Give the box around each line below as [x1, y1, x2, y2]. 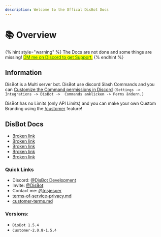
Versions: [5, 210, 29, 217]
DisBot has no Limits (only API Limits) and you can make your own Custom [5, 100, 156, 106]
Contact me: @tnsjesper [12, 188, 62, 194]
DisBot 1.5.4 [12, 222, 39, 228]
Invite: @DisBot [12, 182, 44, 188]
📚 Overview [5, 29, 57, 40]
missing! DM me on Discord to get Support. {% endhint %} [5, 54, 124, 60]
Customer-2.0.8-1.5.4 [12, 228, 57, 233]
